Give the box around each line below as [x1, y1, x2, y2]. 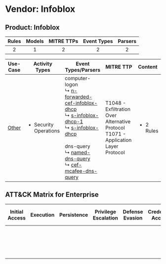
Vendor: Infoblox [5, 3, 76, 15]
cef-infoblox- [65, 100, 98, 106]
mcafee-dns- [65, 168, 98, 174]
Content [138, 63, 158, 70]
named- [71, 149, 90, 156]
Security [34, 121, 54, 128]
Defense [123, 208, 143, 215]
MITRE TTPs [48, 38, 79, 44]
